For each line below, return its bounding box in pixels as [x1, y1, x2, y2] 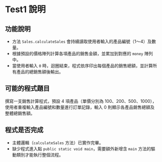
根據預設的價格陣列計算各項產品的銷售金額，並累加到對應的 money [12, 51, 144, 56]
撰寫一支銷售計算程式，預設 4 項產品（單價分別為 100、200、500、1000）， [5, 98, 157, 104]
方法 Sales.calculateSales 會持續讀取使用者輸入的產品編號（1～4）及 [12, 39, 152, 44]
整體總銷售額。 [5, 110, 35, 116]
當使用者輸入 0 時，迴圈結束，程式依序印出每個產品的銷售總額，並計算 [12, 63, 153, 68]
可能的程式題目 [5, 84, 50, 93]
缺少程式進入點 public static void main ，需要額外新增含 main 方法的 [12, 146, 151, 151]
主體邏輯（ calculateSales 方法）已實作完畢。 [12, 140, 103, 146]
